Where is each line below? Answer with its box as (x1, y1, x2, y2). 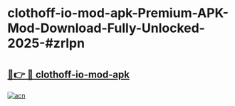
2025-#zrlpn (7, 36, 85, 51)
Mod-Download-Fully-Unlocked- (7, 20, 205, 36)
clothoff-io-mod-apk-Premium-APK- (7, 5, 229, 21)
